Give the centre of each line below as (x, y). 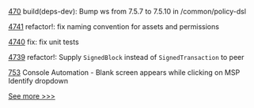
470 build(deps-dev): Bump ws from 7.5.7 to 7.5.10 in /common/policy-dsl (127, 11)
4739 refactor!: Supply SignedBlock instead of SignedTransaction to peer (126, 57)
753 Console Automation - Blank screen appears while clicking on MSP (124, 73)
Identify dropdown (38, 81)
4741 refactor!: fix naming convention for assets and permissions (114, 26)
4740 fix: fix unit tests (44, 42)
